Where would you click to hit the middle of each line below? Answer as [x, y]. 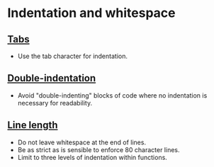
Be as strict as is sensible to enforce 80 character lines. [98, 149]
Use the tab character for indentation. [72, 56]
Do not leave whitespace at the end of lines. [82, 142]
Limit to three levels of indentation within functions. [92, 157]
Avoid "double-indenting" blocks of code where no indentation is [112, 95]
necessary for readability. [55, 103]
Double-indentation [52, 78]
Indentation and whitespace [91, 13]
